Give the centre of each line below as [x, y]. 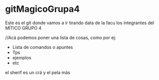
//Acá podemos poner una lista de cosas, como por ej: [61, 38]
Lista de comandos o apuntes [43, 47]
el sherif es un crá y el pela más [38, 72]
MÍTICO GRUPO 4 [23, 28]
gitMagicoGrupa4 [42, 9]
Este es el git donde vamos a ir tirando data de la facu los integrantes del [80, 23]
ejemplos [22, 57]
